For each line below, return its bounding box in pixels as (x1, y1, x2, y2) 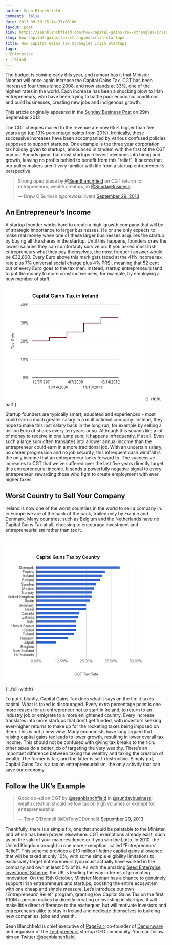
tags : (5, 46, 17, 51)
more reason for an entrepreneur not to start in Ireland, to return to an (5, 707, 152, 713)
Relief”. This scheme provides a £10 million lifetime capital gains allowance (5, 848, 163, 854)
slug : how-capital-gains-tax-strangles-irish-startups (5, 35, 125, 41)
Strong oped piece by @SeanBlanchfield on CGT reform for (17, 177, 143, 184)
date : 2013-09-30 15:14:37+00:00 (5, 19, 77, 24)
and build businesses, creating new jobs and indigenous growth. (5, 99, 141, 105)
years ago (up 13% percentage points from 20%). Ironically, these (5, 130, 144, 136)
